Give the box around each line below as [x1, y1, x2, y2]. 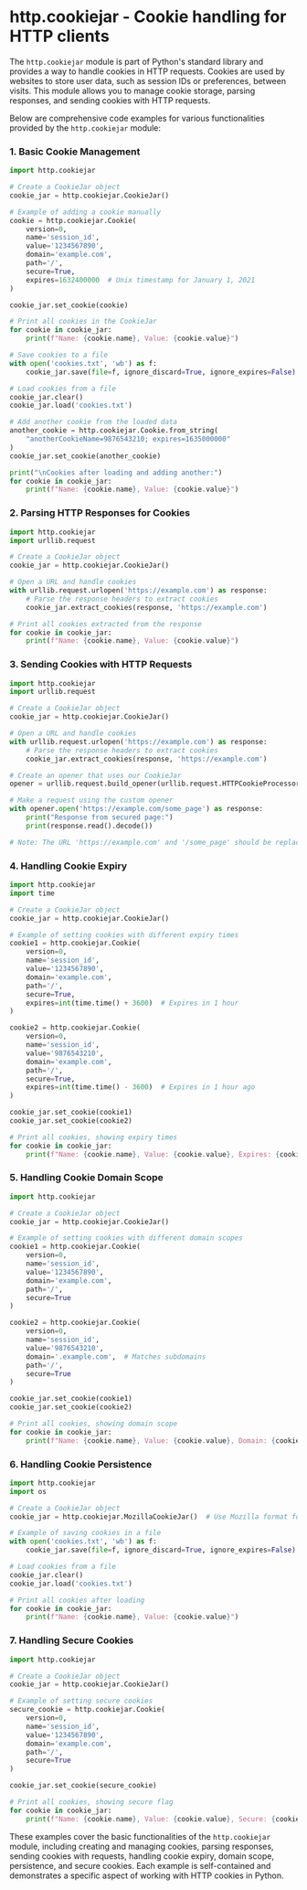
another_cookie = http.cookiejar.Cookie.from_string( [9, 426, 219, 435]
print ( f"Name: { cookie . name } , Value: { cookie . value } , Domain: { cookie [26, 1436, 301, 1446]
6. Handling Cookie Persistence [9, 1458, 153, 1470]
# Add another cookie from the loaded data [9, 418, 178, 427]
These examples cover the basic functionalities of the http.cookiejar [9, 1831, 271, 1842]
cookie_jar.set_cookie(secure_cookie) [9, 1781, 157, 1790]
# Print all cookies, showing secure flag [9, 1798, 174, 1807]
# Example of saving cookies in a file [9, 1529, 162, 1538]
